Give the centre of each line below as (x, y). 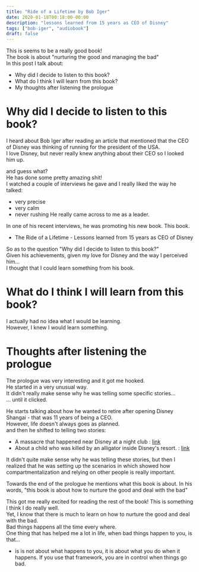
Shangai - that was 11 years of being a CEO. (59, 417)
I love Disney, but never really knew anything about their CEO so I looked (95, 154)
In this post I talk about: (35, 64)
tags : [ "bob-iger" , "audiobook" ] (48, 28)
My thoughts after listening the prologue (64, 87)
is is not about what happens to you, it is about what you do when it (97, 551)
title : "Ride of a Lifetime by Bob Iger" (58, 12)
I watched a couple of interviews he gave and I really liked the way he (91, 184)
